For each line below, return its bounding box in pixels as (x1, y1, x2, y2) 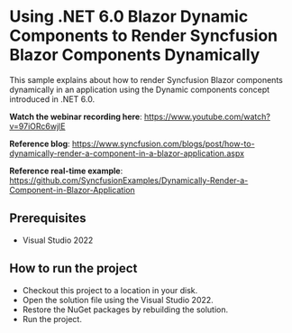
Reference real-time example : (9, 165, 123, 176)
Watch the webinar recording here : (9, 111, 142, 122)
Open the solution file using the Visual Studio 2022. (22, 294, 214, 305)
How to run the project (9, 261, 138, 276)
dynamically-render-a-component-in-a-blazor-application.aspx (9, 147, 245, 159)
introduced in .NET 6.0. (9, 93, 96, 105)
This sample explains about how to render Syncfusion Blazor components (9, 74, 284, 85)
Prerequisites (9, 210, 87, 227)
